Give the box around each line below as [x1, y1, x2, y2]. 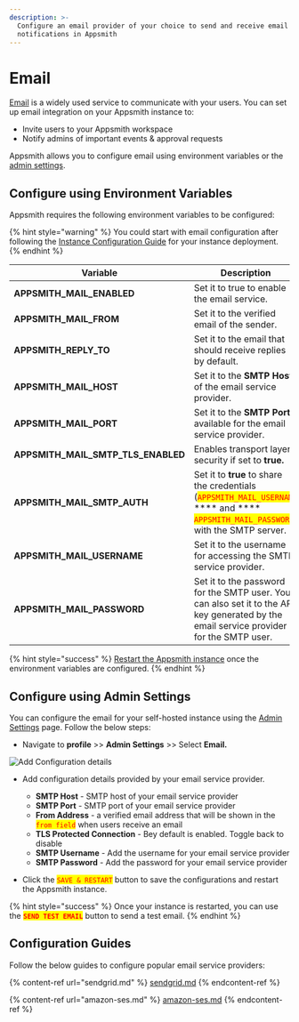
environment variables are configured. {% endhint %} [9, 664, 206, 674]
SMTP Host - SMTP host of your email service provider [35, 791, 238, 801]
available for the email [193, 417, 287, 430]
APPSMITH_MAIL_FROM [13, 313, 120, 326]
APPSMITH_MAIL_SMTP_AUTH [13, 496, 149, 509]
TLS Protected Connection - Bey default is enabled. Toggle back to [35, 828, 285, 839]
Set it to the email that [193, 333, 286, 345]
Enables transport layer [193, 443, 291, 455]
